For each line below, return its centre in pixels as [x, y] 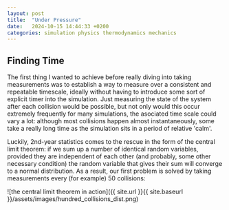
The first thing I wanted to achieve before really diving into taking [99, 77]
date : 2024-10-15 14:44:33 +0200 [58, 26]
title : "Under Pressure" [44, 20]
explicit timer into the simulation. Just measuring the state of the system [109, 99]
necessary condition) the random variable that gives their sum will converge [115, 164]
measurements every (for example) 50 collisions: [76, 178]
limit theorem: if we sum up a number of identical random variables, [103, 149]
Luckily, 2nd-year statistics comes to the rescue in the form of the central [111, 142]
